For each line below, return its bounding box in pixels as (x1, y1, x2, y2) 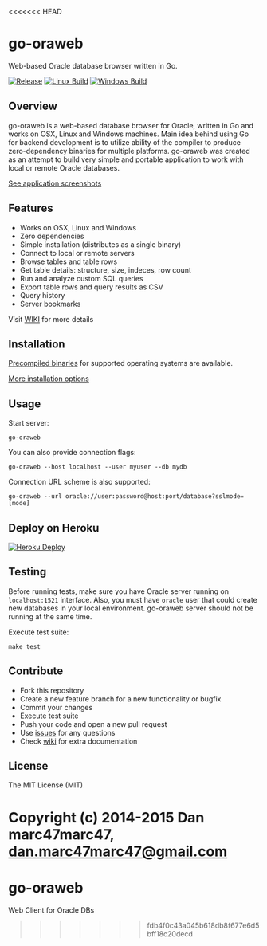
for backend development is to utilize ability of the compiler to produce (8, 137, 241, 147)
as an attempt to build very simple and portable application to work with (8, 155, 244, 164)
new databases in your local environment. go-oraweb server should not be (8, 603, 253, 613)
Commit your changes (19, 702, 93, 712)
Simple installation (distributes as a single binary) (19, 239, 182, 249)
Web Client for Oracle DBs (8, 905, 95, 915)
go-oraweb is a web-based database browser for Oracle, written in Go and (8, 120, 253, 130)
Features (8, 202, 53, 215)
